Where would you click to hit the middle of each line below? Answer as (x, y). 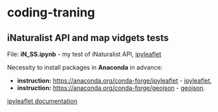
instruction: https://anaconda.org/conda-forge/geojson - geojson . (111, 88)
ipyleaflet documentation (42, 101)
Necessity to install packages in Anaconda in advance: (85, 67)
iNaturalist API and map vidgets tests (88, 38)
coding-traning (51, 13)
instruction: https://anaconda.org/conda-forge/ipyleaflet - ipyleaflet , (114, 81)
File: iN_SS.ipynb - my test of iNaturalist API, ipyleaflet (84, 54)
